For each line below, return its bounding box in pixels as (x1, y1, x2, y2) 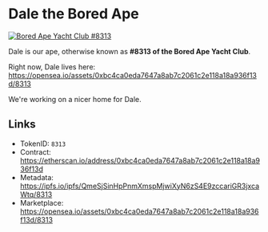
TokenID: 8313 (19, 139, 66, 148)
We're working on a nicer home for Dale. (8, 94, 142, 104)
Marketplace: (19, 198, 64, 207)
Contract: (19, 147, 52, 156)
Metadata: (19, 172, 54, 182)
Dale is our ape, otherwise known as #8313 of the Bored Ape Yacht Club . (8, 46, 251, 56)
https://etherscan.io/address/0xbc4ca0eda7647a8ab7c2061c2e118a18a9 (19, 155, 260, 165)
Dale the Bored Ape (8, 5, 140, 23)
